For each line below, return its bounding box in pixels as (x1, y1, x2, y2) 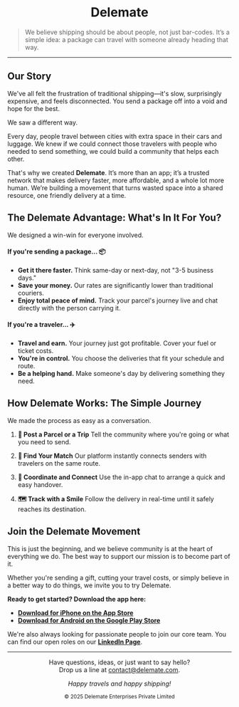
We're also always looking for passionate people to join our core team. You (7, 629, 226, 638)
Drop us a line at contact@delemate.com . (58, 665, 180, 674)
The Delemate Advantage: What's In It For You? (7, 211, 222, 224)
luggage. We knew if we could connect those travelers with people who (7, 140, 217, 148)
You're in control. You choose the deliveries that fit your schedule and (17, 354, 225, 362)
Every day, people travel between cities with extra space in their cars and (7, 132, 223, 140)
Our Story (7, 70, 52, 83)
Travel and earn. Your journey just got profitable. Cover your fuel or (17, 339, 217, 347)
